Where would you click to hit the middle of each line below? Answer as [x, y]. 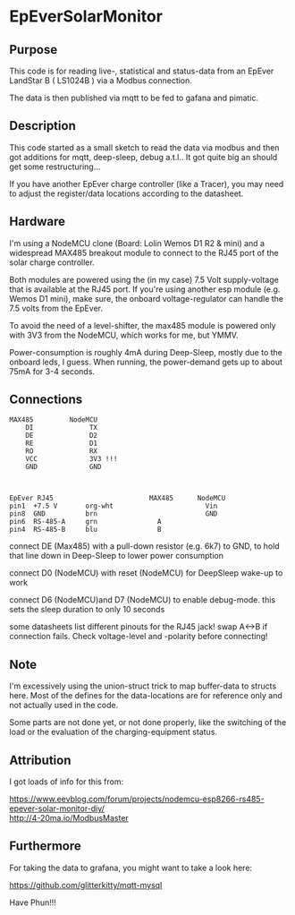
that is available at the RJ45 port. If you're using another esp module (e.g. [145, 289]
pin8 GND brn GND [114, 514]
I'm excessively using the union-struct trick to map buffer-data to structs [143, 686]
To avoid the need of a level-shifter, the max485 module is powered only [143, 325]
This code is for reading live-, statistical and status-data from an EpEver [142, 71]
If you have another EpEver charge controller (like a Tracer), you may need [147, 184]
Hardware [37, 222]
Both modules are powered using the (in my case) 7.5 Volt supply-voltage [144, 279]
